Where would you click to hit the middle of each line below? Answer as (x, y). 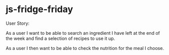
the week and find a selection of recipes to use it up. (60, 38)
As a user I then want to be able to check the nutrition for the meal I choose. (85, 48)
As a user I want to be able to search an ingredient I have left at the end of (83, 33)
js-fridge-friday (39, 9)
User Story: (18, 23)
